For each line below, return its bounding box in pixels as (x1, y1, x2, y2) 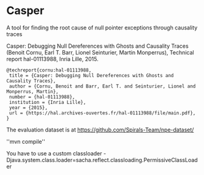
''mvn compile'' (6, 138, 45, 145)
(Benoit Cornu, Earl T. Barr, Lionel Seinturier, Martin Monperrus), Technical (6, 48, 194, 56)
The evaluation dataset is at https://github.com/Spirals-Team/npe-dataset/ (6, 126, 194, 133)
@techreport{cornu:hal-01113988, (6, 67, 92, 73)
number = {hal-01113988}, (9, 94, 75, 100)
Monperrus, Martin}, (6, 88, 59, 95)
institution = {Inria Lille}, (9, 99, 86, 105)
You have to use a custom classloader (6, 149, 102, 157)
